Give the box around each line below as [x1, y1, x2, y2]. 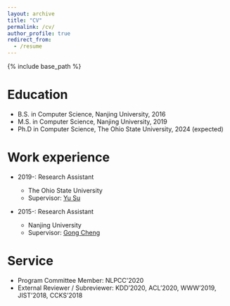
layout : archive [7, 10, 55, 18]
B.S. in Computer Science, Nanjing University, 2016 [17, 109, 166, 118]
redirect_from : [7, 36, 52, 44]
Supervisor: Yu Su [27, 194, 81, 202]
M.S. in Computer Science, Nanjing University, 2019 [17, 117, 167, 126]
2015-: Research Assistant [17, 207, 94, 215]
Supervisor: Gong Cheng [27, 228, 101, 237]
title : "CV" [7, 17, 42, 24]
